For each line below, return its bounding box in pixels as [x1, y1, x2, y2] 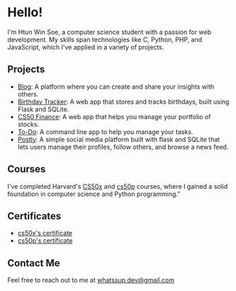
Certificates [7, 210, 62, 222]
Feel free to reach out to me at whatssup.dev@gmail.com [7, 276, 175, 285]
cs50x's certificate [17, 229, 73, 238]
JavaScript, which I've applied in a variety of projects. [7, 43, 164, 51]
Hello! [7, 4, 43, 21]
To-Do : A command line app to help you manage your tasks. [17, 127, 193, 136]
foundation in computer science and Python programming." [7, 190, 181, 198]
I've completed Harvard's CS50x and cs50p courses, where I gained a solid [7, 182, 228, 190]
